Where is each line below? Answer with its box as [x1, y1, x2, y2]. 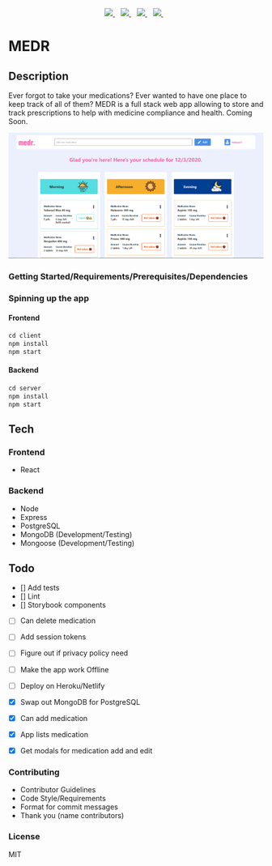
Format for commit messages [19, 802, 119, 812]
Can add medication [19, 713, 88, 723]
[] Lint [19, 591, 40, 601]
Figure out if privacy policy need [19, 648, 129, 658]
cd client [8, 332, 42, 340]
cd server [8, 384, 42, 392]
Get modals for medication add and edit [19, 745, 153, 755]
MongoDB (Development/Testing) [19, 529, 133, 539]
